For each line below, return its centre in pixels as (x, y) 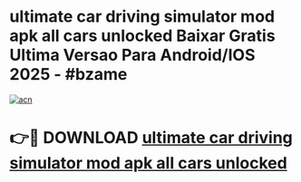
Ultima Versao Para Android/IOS (132, 55)
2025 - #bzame (68, 75)
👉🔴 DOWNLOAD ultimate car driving (151, 138)
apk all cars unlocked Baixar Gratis (142, 36)
